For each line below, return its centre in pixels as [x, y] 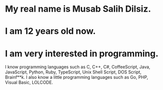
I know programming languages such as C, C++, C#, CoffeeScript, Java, [78, 67]
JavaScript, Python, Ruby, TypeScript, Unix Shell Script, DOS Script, [73, 72]
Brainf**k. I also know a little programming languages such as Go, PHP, [77, 77]
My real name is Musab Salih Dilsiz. [78, 9]
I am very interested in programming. [82, 53]
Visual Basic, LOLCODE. [29, 82]
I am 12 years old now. [51, 31]
